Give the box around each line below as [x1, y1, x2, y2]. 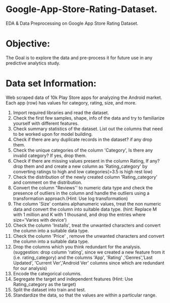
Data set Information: [6, 78, 97, 89]
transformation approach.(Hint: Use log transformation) [13, 195, 128, 201]
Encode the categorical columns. [13, 270, 82, 276]
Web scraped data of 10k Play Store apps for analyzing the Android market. [6, 94, 162, 100]
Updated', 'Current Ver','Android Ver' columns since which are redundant [13, 260, 164, 266]
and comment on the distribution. [13, 179, 83, 185]
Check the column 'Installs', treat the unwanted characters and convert [13, 222, 161, 228]
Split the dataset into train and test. [13, 286, 86, 292]
